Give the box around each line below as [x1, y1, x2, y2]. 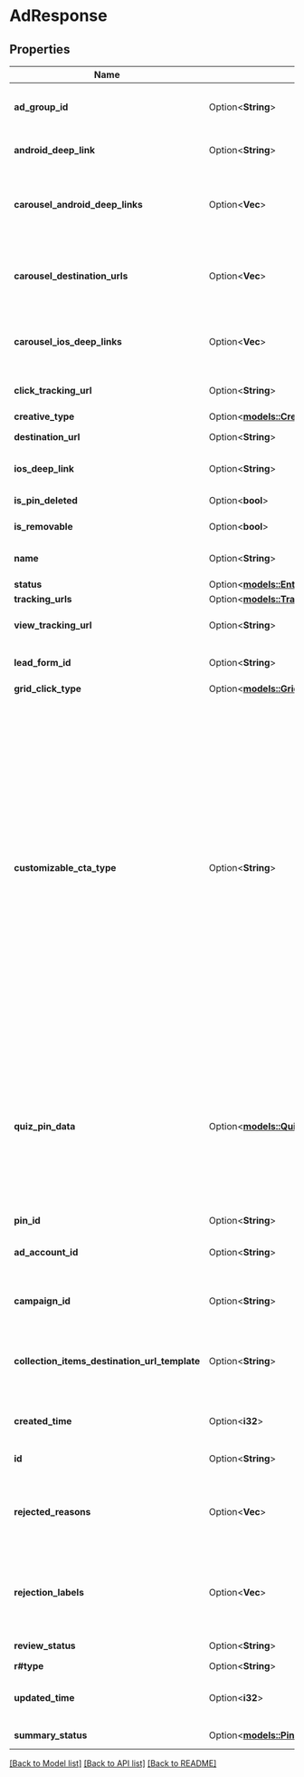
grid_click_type [14, 682, 81, 695]
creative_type [14, 410, 75, 423]
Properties [9, 42, 71, 57]
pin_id [14, 1215, 41, 1226]
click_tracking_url [14, 385, 92, 396]
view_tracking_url [14, 619, 92, 631]
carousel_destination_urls [14, 269, 128, 282]
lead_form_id [14, 657, 71, 669]
